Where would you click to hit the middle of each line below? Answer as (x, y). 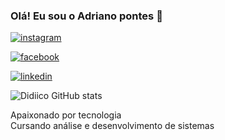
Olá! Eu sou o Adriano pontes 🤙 (86, 16)
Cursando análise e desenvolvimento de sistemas (112, 126)
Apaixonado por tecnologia (66, 115)
